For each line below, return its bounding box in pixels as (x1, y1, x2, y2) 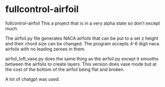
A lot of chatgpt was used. (5, 76, 60, 82)
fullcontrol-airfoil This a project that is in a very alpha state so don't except (5, 20, 160, 26)
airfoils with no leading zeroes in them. (5, 46, 86, 52)
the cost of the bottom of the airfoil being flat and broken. (5, 66, 125, 72)
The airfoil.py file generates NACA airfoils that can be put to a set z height (5, 35, 158, 41)
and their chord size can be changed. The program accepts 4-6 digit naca (5, 40, 159, 46)
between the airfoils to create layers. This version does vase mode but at (5, 61, 157, 67)
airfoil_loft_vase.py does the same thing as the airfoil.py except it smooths (5, 55, 159, 61)
